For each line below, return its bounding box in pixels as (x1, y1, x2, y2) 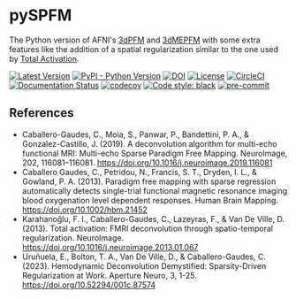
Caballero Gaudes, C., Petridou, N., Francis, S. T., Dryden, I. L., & (21, 166, 258, 177)
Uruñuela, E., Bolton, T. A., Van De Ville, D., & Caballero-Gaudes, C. (21, 251, 267, 262)
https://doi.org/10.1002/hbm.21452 (21, 204, 148, 215)
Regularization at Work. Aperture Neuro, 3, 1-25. (21, 270, 197, 280)
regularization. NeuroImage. (21, 232, 125, 243)
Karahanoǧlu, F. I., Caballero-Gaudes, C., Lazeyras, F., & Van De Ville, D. (21, 213, 285, 224)
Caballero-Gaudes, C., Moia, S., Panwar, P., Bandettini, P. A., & (21, 129, 249, 140)
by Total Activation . (9, 53, 80, 64)
